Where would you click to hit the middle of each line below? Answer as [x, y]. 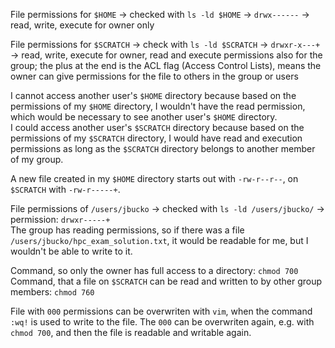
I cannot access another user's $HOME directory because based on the [153, 95]
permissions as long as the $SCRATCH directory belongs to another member [163, 148]
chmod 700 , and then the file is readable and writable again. [131, 332]
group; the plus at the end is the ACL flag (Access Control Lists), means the [166, 65]
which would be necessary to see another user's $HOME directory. [144, 117]
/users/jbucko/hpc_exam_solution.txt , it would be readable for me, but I [159, 240]
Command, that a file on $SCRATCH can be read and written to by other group [166, 281]
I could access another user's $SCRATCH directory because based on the [157, 127]
